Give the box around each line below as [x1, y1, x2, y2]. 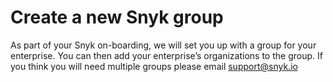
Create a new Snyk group [10, 6, 224, 29]
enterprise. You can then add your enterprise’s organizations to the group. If [10, 49, 323, 61]
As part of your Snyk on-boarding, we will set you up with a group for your [10, 39, 317, 51]
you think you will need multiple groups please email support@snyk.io [10, 60, 298, 72]
